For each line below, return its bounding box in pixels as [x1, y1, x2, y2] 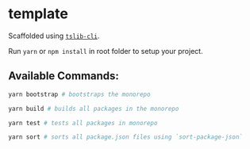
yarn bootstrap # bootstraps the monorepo [8, 90, 151, 98]
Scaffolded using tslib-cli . [8, 31, 100, 40]
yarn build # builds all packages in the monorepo [8, 105, 179, 113]
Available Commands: [8, 69, 119, 83]
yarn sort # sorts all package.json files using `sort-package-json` [8, 133, 244, 141]
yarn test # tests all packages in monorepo [8, 119, 158, 127]
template [8, 5, 69, 23]
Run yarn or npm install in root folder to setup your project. [8, 46, 204, 55]
